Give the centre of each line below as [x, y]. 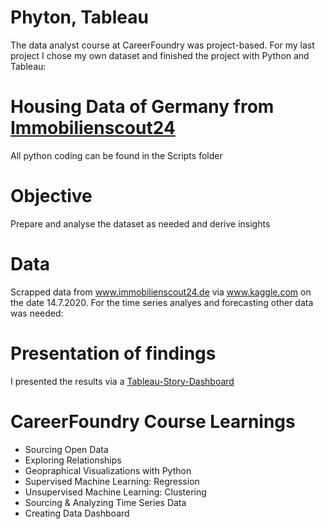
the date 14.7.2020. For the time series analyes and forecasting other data [162, 302]
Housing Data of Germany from [142, 107]
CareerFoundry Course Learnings [153, 421]
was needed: [37, 313]
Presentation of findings [113, 353]
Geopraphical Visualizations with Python [108, 470]
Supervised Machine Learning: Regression [112, 481]
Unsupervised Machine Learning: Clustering [115, 492]
